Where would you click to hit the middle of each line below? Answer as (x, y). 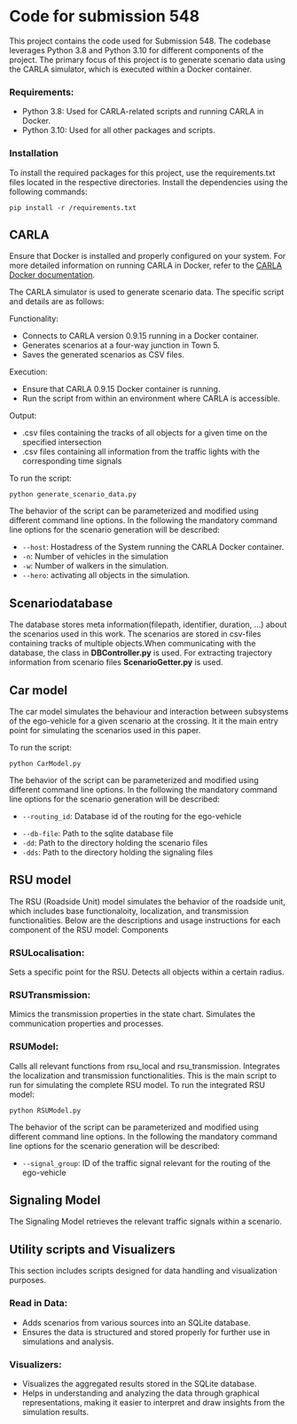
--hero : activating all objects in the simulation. (106, 575)
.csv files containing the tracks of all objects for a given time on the (145, 433)
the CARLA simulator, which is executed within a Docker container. (131, 69)
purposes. (28, 1280)
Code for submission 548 (105, 16)
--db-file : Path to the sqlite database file (98, 833)
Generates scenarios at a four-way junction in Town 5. (121, 345)
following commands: (48, 192)
